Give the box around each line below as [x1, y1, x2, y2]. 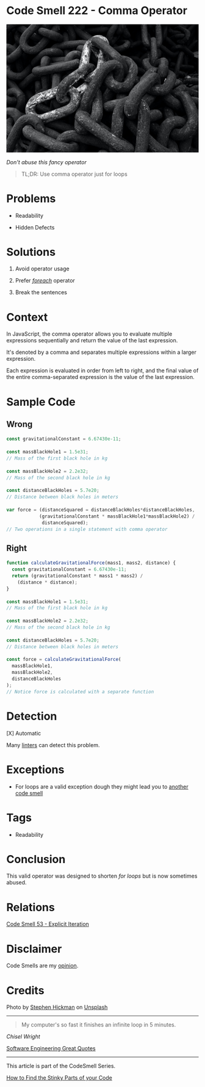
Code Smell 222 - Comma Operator [6, 4, 188, 18]
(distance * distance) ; [17, 579, 78, 585]
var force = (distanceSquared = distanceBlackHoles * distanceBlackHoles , [6, 507, 195, 513]
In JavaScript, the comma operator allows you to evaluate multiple [6, 330, 173, 338]
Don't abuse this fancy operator [6, 158, 87, 165]
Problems [6, 192, 56, 205]
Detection [6, 709, 57, 723]
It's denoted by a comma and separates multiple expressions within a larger [6, 348, 197, 356]
